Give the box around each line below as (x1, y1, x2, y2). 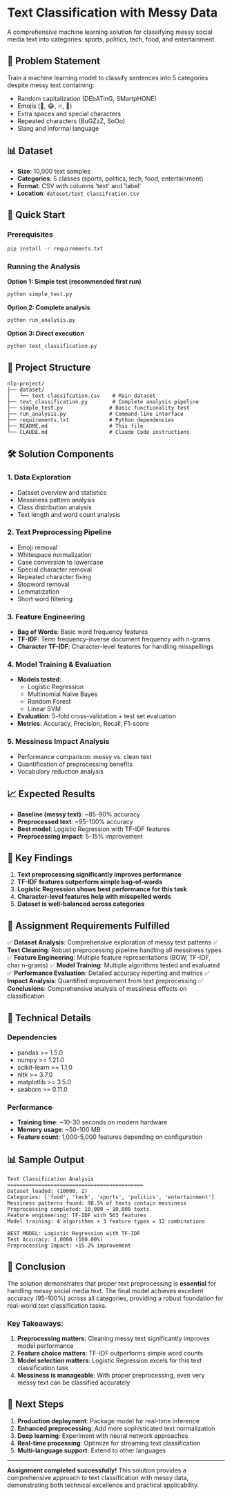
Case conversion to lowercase (17, 558, 104, 566)
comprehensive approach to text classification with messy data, (7, 1473, 188, 1481)
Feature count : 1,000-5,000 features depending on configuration (17, 1133, 203, 1141)
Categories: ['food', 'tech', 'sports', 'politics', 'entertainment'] (7, 1194, 215, 1201)
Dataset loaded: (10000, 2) (7, 1187, 88, 1194)
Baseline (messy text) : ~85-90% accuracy (17, 810, 140, 818)
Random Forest (27, 697, 71, 706)
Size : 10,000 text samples (17, 167, 91, 175)
